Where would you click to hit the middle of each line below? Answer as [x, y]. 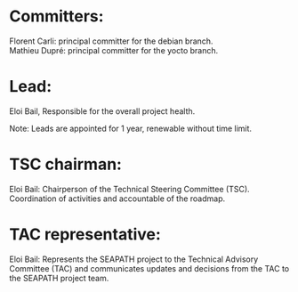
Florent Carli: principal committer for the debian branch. [111, 41]
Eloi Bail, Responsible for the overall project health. [102, 111]
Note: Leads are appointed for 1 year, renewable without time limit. [130, 128]
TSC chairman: [66, 164]
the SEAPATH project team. [59, 278]
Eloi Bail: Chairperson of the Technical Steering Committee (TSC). [130, 189]
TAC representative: [85, 234]
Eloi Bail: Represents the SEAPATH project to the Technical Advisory [134, 259]
